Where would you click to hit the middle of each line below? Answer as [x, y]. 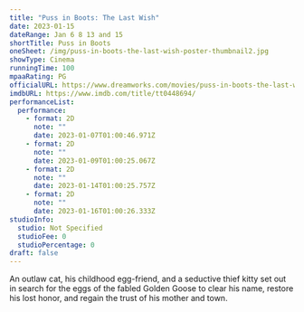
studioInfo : [32, 219]
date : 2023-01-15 [42, 26]
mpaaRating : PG [38, 77]
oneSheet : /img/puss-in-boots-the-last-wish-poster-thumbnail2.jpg [139, 52]
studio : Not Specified [60, 228]
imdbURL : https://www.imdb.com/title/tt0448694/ [103, 93]
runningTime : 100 [42, 69]
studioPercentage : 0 [56, 245]
